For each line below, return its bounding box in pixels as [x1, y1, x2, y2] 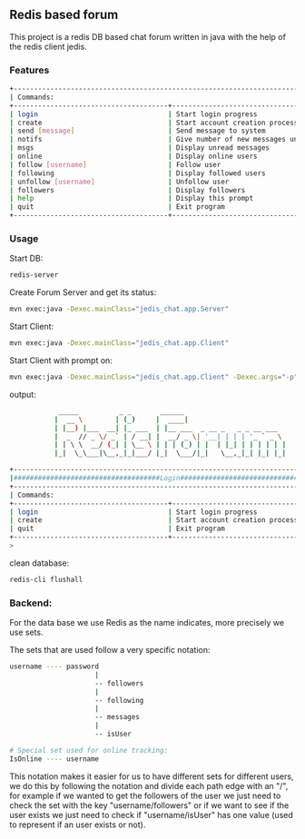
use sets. [9, 627, 44, 638]
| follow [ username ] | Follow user [9, 160, 221, 169]
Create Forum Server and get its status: [9, 287, 157, 298]
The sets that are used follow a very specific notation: [9, 645, 211, 656]
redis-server [9, 271, 59, 280]
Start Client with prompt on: [9, 355, 113, 366]
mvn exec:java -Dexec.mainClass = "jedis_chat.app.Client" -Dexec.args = [9, 372, 282, 382]
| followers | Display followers [9, 185, 246, 194]
